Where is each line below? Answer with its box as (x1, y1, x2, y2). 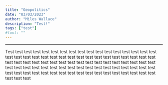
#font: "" (5, 30, 26, 35)
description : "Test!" (5, 21, 50, 26)
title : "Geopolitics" (5, 7, 50, 12)
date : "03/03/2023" (5, 12, 46, 17)
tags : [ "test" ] (5, 26, 37, 31)
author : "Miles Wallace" (5, 16, 57, 21)
